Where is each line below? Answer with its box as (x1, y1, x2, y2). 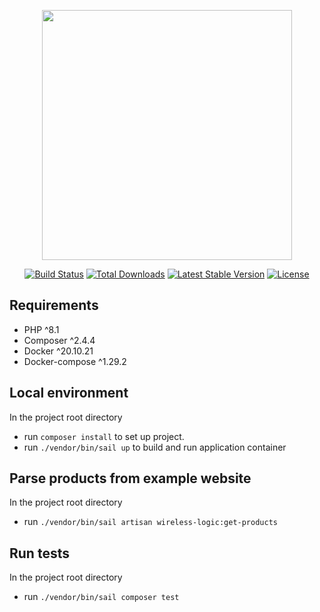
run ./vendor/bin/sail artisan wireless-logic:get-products (23, 516, 278, 528)
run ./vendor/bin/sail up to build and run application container (23, 441, 287, 453)
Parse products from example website (9, 470, 252, 487)
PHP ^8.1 (23, 323, 60, 335)
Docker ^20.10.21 (23, 345, 94, 357)
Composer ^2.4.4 (23, 334, 96, 346)
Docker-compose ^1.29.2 (23, 355, 127, 367)
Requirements (9, 297, 99, 314)
